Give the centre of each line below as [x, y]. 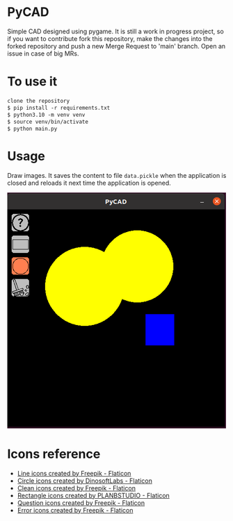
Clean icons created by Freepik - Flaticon [76, 488]
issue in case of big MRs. [43, 53]
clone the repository [39, 101]
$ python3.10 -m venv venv [46, 115]
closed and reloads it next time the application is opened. [89, 183]
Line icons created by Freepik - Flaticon [74, 473]
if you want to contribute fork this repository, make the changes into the [110, 38]
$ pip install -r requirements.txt [59, 108]
